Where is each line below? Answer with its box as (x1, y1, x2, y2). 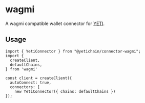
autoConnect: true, (10, 80, 52, 85)
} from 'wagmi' (5, 66, 38, 72)
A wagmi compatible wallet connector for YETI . (5, 20, 105, 27)
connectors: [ (10, 84, 40, 90)
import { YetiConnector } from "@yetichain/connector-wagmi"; (5, 48, 141, 54)
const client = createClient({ (5, 75, 72, 81)
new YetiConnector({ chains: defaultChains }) (14, 89, 116, 94)
